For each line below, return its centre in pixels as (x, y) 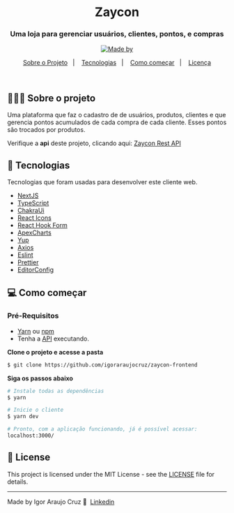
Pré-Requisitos (33, 316)
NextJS (28, 195)
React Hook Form (42, 225)
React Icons (34, 218)
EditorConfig (36, 270)
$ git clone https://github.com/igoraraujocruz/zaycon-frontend (102, 365)
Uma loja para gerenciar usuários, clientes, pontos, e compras (117, 34)
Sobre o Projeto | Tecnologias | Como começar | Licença (117, 63)
